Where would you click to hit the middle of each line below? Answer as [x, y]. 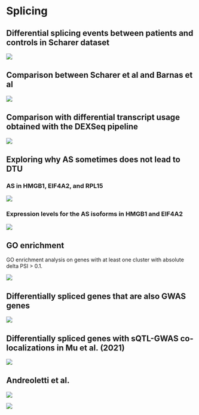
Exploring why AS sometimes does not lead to [93, 160]
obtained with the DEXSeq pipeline [72, 127]
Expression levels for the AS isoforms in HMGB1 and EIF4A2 [95, 214]
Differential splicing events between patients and [100, 33]
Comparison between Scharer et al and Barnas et [99, 75]
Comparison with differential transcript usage [93, 118]
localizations [31, 348]
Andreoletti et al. [38, 381]
